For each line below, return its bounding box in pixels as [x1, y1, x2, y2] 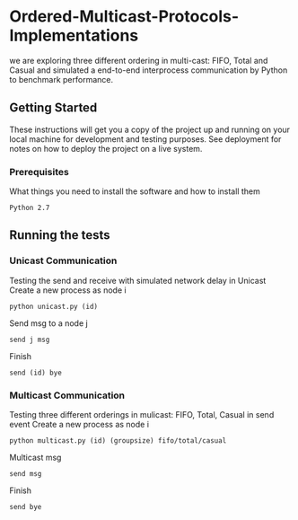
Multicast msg [9, 452, 62, 463]
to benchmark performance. [9, 74, 114, 84]
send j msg [9, 335, 50, 344]
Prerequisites [9, 165, 69, 178]
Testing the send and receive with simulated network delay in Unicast [9, 275, 267, 286]
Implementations [9, 25, 139, 46]
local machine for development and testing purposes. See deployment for [9, 133, 282, 145]
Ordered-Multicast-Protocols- [9, 6, 240, 27]
